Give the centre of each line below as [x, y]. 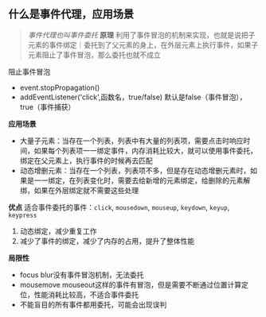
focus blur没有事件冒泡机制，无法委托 [82, 274]
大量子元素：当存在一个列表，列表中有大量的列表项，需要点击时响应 [131, 141]
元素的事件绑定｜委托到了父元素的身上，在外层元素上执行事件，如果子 [143, 44]
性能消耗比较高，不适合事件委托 [86, 294]
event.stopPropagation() [60, 87]
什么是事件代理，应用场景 [71, 14]
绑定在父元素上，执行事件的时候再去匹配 [86, 160]
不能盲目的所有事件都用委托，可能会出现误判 [93, 304]
